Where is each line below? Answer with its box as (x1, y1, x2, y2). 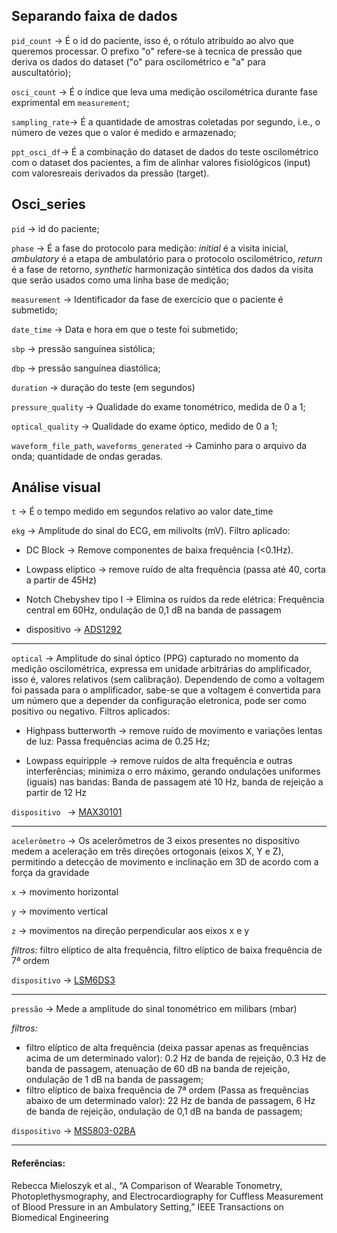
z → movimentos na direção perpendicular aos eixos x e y (11, 925, 250, 937)
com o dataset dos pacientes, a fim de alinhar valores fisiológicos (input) (11, 156, 311, 168)
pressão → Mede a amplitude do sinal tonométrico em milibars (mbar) (11, 1003, 298, 1015)
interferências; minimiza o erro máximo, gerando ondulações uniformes (25, 765, 321, 778)
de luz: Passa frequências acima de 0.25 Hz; (25, 735, 211, 748)
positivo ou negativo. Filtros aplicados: (11, 705, 171, 718)
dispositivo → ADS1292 (25, 624, 123, 636)
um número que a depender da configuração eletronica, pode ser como (11, 695, 307, 707)
